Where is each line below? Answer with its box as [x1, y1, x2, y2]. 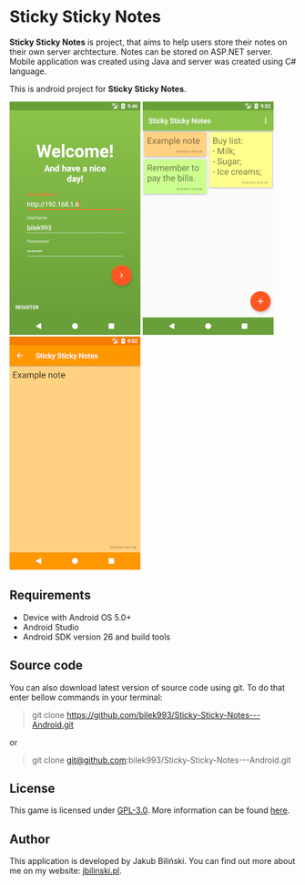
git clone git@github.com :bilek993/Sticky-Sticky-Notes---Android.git [31, 755, 291, 765]
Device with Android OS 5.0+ [22, 611, 132, 622]
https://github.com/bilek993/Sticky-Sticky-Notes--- [66, 709, 261, 720]
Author [9, 831, 50, 847]
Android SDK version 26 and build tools [22, 631, 171, 642]
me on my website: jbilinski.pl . [9, 865, 123, 877]
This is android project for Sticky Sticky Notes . [9, 83, 187, 94]
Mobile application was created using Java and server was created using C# [9, 56, 297, 67]
